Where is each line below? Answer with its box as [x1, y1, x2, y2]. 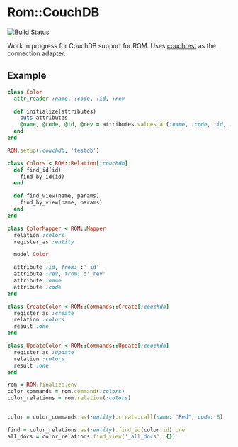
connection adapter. [7, 49, 66, 57]
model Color [13, 251, 50, 258]
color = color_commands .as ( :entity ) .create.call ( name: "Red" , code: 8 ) [7, 414, 223, 421]
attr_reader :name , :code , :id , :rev [13, 95, 125, 102]
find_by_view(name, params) [20, 199, 103, 206]
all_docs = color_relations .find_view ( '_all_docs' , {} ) [7, 433, 176, 440]
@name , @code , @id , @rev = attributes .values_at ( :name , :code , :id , [20, 121, 227, 128]
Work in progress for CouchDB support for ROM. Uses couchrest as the [7, 41, 216, 50]
